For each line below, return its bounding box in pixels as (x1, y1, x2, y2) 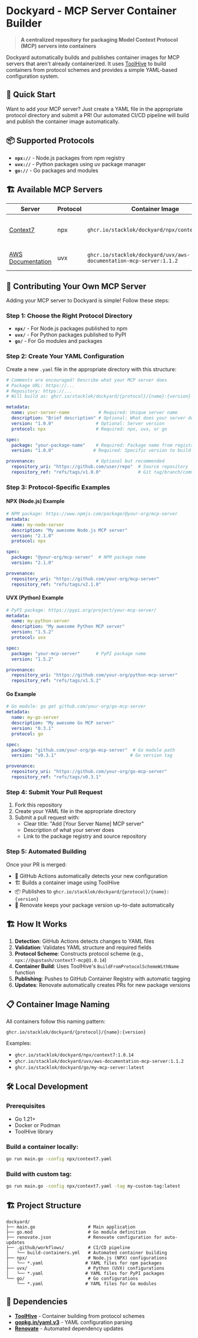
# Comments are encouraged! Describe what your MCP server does (6, 377, 167, 383)
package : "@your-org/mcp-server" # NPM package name (11, 554, 146, 560)
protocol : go (11, 731, 44, 737)
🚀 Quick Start (6, 90, 56, 100)
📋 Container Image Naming (6, 999, 110, 1009)
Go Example (6, 691, 37, 698)
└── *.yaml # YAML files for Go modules (16, 1281, 157, 1287)
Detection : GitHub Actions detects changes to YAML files (14, 938, 154, 945)
